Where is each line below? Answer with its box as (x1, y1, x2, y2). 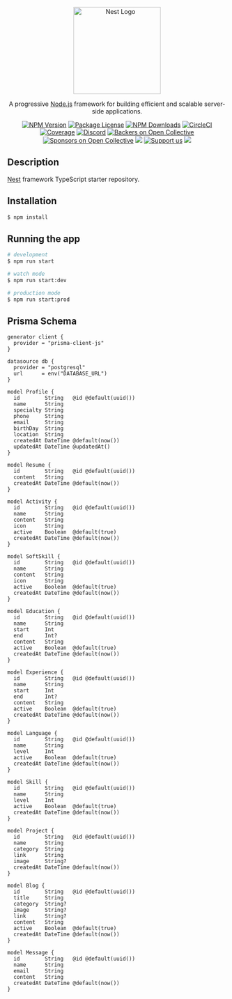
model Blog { (7, 882, 45, 890)
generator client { (7, 334, 64, 341)
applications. (105, 107, 143, 115)
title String (13, 895, 64, 901)
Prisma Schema (7, 315, 77, 327)
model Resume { (7, 462, 52, 469)
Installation (7, 195, 57, 207)
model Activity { (7, 498, 58, 505)
